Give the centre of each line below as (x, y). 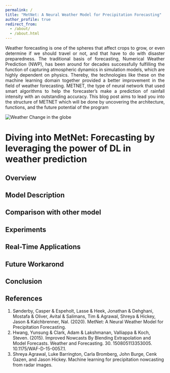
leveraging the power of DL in (68, 148)
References (24, 299)
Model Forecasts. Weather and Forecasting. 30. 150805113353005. (82, 343)
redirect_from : (21, 24)
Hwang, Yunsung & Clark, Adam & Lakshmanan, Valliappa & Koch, (81, 332)
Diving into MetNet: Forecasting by (80, 138)
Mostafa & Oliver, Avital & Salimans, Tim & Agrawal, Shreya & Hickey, (84, 316)
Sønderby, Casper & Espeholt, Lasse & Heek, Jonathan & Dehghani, (83, 311)
